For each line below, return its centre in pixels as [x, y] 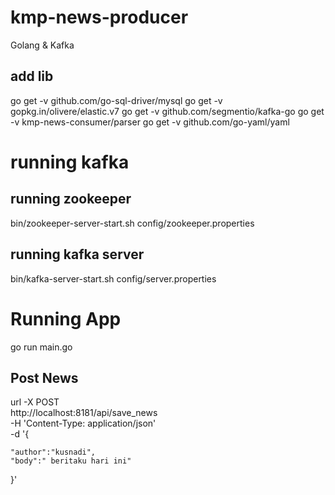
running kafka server [77, 254]
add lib [32, 76]
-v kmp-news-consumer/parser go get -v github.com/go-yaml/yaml [150, 122]
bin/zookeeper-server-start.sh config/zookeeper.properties [132, 223]
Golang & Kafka [42, 45]
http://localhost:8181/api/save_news [84, 413]
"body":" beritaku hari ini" [71, 461]
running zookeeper [71, 199]
